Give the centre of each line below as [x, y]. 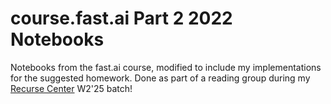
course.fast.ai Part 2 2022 [121, 18]
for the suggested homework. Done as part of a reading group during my [160, 78]
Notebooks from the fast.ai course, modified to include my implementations [166, 67]
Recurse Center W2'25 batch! [71, 88]
